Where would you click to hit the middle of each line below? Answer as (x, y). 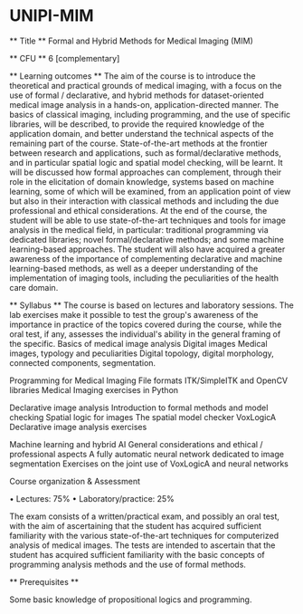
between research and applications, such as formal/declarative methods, (146, 153)
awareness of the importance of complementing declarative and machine (146, 258)
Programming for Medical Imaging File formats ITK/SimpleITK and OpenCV (149, 380)
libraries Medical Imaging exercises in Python (94, 389)
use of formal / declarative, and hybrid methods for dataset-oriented (137, 95)
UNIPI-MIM (52, 16)
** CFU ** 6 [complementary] (65, 58)
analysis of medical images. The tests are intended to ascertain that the (142, 545)
